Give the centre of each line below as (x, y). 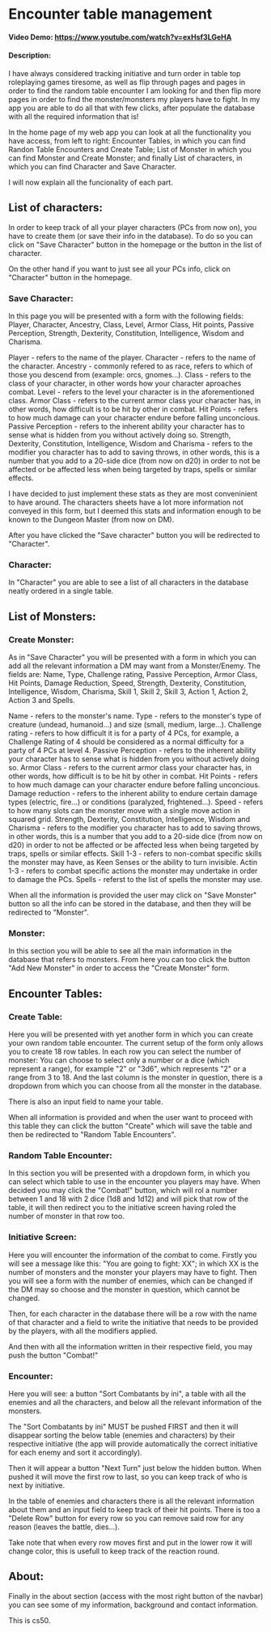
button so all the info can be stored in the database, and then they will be (130, 904)
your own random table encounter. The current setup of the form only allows (136, 1043)
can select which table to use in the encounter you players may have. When (135, 1182)
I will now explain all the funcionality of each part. (91, 182)
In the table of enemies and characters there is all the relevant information (131, 1501)
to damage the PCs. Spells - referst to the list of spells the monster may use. (135, 880)
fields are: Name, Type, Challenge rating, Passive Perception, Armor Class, (133, 675)
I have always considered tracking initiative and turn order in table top (125, 73)
